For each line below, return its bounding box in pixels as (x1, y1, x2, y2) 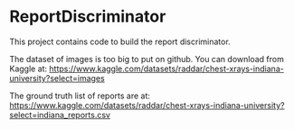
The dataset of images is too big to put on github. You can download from (9, 53, 285, 64)
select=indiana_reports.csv (9, 109, 111, 120)
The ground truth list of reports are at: (9, 90, 151, 101)
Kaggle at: (9, 63, 48, 74)
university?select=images (9, 72, 106, 83)
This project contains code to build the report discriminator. (9, 36, 231, 47)
